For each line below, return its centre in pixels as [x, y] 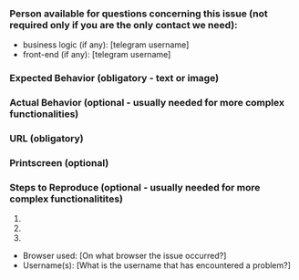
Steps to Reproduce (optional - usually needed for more [135, 187]
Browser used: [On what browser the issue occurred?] [124, 256]
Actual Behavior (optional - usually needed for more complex [147, 103]
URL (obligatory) [46, 139]
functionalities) [44, 114]
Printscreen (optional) [59, 162]
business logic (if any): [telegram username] [106, 45]
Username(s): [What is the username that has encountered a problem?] [157, 265]
